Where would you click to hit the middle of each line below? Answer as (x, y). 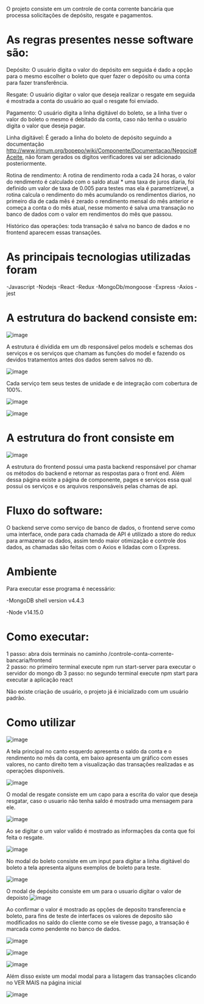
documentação (25, 144)
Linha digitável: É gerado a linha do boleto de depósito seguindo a (89, 137)
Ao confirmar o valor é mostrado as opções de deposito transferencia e (96, 909)
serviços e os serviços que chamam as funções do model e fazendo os (96, 353)
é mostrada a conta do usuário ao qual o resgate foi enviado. (83, 101)
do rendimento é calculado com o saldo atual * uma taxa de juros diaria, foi (100, 182)
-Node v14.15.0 (25, 612)
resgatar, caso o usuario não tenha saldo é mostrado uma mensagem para (100, 800)
